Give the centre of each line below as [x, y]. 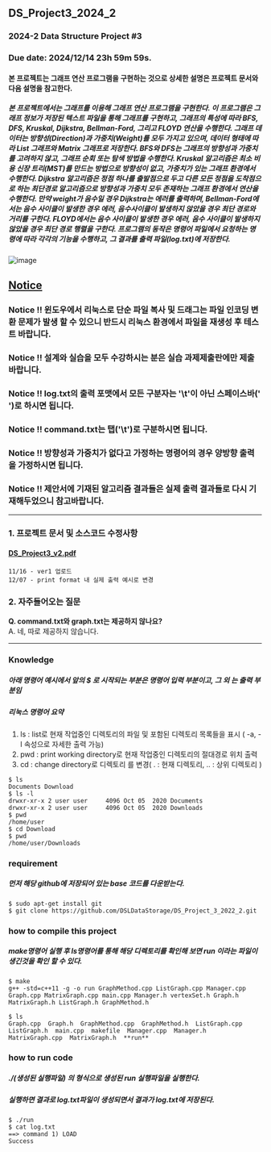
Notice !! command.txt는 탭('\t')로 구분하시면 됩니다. [108, 429]
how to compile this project [62, 931]
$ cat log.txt [32, 1127]
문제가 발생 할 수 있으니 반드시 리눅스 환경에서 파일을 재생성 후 [130, 322]
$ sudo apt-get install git [55, 904]
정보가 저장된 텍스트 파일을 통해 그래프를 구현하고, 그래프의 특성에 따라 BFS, [141, 118]
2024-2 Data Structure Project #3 [75, 36]
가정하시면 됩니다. [50, 465]
